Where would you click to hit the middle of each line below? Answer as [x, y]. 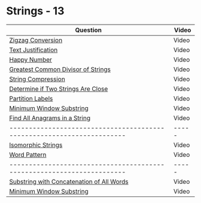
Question [88, 30]
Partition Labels [31, 98]
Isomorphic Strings [36, 145]
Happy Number [31, 59]
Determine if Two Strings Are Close [59, 89]
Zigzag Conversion [36, 40]
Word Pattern [28, 154]
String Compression [37, 79]
